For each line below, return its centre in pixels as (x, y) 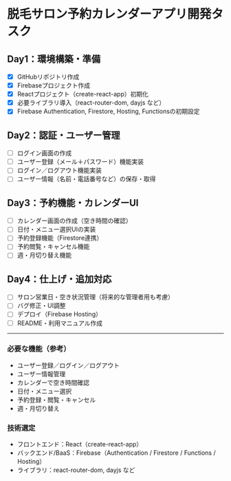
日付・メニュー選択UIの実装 (56, 229)
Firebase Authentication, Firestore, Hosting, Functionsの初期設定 (109, 112)
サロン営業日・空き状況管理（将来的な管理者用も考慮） (95, 297)
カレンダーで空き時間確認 (53, 382)
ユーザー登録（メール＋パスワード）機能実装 (80, 162)
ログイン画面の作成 (44, 153)
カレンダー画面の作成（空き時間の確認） (74, 221)
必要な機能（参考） (39, 349)
